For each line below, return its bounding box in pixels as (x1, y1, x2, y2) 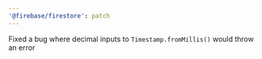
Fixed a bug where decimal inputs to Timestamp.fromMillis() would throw (8, 34, 255, 44)
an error (8, 42, 36, 53)
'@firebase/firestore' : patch (8, 11, 111, 20)
